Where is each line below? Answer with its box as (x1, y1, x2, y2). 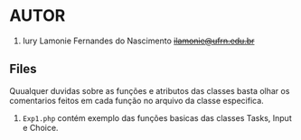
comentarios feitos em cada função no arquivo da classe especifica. (9, 95, 264, 106)
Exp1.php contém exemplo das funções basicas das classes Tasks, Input (22, 112, 292, 123)
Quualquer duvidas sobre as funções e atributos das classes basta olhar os (9, 85, 290, 96)
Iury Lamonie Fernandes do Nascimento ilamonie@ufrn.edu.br (22, 35, 255, 46)
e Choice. (22, 122, 59, 133)
